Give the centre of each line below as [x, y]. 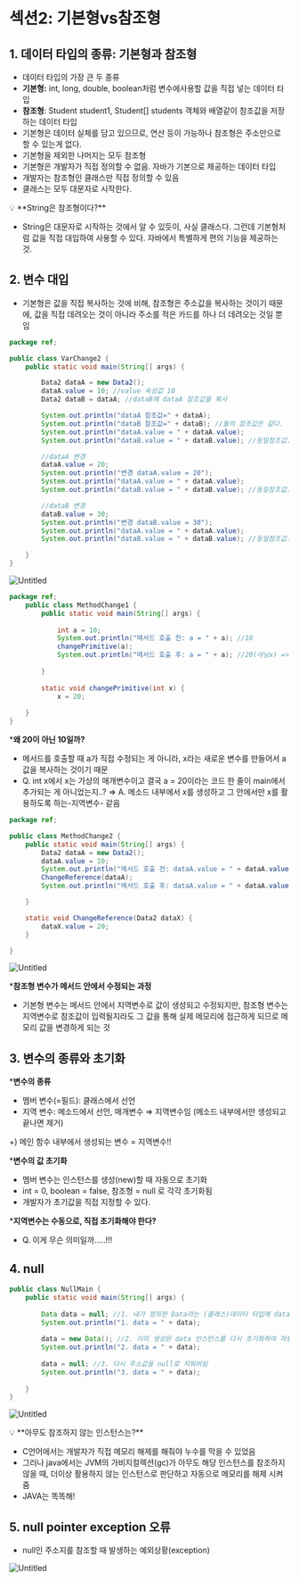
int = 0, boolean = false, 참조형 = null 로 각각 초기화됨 [117, 1191]
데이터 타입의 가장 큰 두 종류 [71, 77]
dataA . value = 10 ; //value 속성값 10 [108, 391]
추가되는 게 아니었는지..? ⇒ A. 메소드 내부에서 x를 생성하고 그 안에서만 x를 [150, 792]
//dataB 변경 [64, 505]
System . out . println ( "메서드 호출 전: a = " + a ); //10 [155, 638]
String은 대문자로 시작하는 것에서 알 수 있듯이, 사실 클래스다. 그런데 [138, 227]
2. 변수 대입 [39, 280]
